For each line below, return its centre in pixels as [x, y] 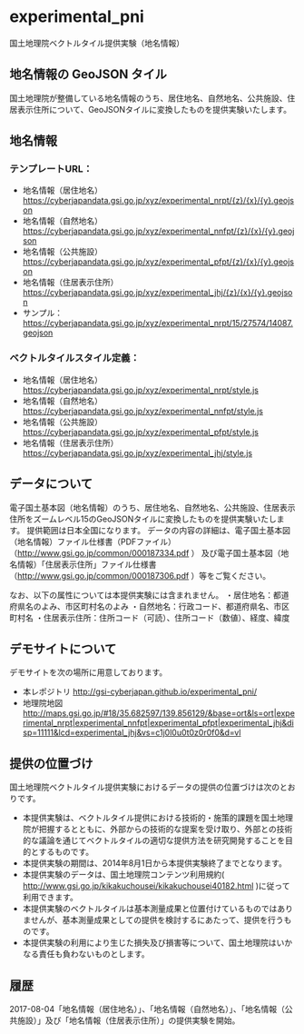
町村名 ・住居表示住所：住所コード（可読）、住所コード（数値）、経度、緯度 [150, 617]
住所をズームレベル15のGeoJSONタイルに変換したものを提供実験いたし [143, 519]
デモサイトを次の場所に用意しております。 [88, 672]
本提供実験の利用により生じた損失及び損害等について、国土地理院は [149, 943]
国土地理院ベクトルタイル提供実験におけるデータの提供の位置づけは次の [144, 787]
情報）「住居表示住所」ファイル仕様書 [87, 564]
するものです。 [66, 852]
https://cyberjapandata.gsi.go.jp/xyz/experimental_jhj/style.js [137, 452]
